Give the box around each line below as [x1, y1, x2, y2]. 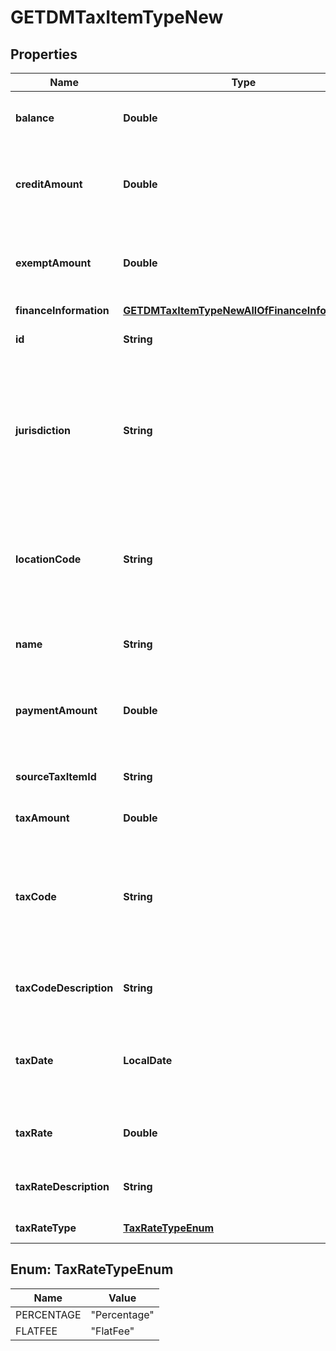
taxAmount [15, 811, 70, 825]
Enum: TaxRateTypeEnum [10, 1261, 174, 1278]
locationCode [15, 552, 82, 566]
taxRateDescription [15, 1180, 110, 1193]
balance [15, 111, 55, 125]
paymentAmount [15, 704, 98, 717]
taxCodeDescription [15, 981, 114, 995]
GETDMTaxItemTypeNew [10, 6, 224, 29]
